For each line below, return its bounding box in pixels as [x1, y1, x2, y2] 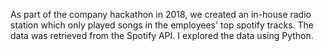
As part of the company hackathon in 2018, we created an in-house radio [10, 9, 312, 20]
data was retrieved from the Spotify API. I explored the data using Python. [10, 30, 314, 41]
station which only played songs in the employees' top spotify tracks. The [10, 19, 315, 31]
